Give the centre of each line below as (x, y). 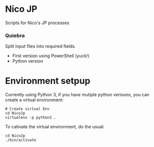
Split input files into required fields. (41, 46)
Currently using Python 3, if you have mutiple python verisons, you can (77, 95)
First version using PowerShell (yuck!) (51, 56)
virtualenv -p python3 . (31, 118)
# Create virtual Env (27, 109)
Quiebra (15, 36)
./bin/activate (21, 140)
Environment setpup (48, 81)
